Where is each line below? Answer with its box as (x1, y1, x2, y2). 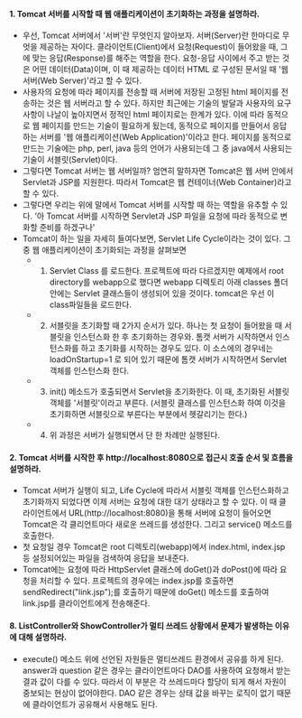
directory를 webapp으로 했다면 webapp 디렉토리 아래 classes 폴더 (49, 276, 288, 288)
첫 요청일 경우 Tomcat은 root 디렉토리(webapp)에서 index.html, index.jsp (22, 542, 286, 553)
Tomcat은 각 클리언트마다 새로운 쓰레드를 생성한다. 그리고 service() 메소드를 (22, 519, 293, 530)
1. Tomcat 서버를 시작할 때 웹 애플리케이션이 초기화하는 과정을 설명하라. (9, 8, 260, 19)
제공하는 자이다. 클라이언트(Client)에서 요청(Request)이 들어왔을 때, (39, 42, 279, 52)
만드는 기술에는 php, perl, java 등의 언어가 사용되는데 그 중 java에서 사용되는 (22, 143, 293, 154)
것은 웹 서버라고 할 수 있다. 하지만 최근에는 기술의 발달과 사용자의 (46, 98, 275, 108)
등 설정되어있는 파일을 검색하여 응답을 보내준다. (22, 553, 189, 564)
